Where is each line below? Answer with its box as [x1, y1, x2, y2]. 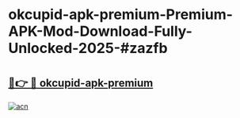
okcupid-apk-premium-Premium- [8, 6, 234, 24]
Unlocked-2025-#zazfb [8, 40, 168, 57]
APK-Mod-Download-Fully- [8, 22, 192, 40]
